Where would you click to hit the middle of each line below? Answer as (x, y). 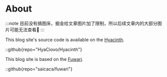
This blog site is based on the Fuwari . (44, 59)
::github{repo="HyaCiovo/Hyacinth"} (44, 49)
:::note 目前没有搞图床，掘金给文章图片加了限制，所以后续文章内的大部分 (81, 23)
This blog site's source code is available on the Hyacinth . (65, 40)
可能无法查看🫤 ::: (27, 29)
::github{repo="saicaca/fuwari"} (39, 69)
